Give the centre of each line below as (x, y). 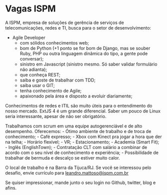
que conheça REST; (40, 74)
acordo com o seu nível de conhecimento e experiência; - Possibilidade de (82, 152)
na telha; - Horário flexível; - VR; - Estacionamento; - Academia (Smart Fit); (82, 142)
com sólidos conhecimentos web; (54, 42)
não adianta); (33, 69)
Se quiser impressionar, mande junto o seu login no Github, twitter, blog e (81, 182)
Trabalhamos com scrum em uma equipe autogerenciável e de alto (74, 126)
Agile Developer (29, 37)
